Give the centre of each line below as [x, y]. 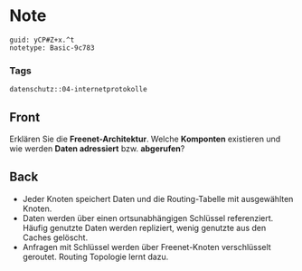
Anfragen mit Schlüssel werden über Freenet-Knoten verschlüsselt [146, 247]
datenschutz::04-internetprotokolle [78, 90]
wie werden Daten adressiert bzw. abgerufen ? [97, 149]
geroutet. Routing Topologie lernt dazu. [95, 256]
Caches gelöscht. [55, 237]
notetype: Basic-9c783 [52, 48]
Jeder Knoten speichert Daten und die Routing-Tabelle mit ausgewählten [158, 198]
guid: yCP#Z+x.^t [42, 40]
